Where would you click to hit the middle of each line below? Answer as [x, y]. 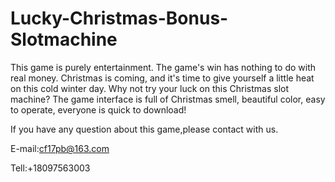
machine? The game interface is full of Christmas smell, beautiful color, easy [168, 99]
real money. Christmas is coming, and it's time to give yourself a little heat [162, 78]
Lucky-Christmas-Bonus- [119, 18]
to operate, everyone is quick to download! [98, 109]
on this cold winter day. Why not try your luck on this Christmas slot [150, 88]
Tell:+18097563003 [50, 168]
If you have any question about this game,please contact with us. [144, 129]
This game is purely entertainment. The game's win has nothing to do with [163, 67]
